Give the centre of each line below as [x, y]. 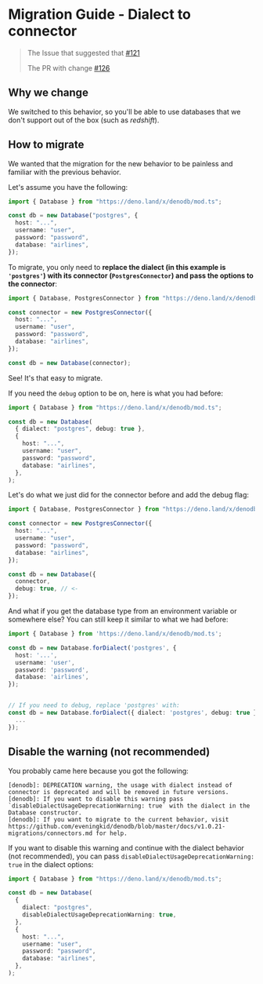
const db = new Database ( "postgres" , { [73, 216]
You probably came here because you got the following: [99, 771]
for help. [111, 833]
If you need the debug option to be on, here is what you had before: [115, 393]
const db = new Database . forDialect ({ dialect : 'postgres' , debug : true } [133, 713]
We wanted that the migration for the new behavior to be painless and [121, 163]
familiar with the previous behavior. [65, 172]
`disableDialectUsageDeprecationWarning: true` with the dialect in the [129, 806]
